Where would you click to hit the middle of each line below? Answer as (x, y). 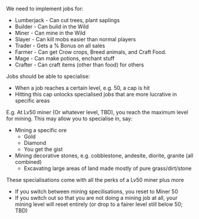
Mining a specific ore (41, 130)
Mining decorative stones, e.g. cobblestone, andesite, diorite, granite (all (104, 156)
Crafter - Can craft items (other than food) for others (79, 65)
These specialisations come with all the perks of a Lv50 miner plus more (95, 180)
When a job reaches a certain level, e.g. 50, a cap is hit (82, 88)
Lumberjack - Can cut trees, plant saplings (67, 20)
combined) (28, 162)
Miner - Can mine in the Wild (50, 33)
